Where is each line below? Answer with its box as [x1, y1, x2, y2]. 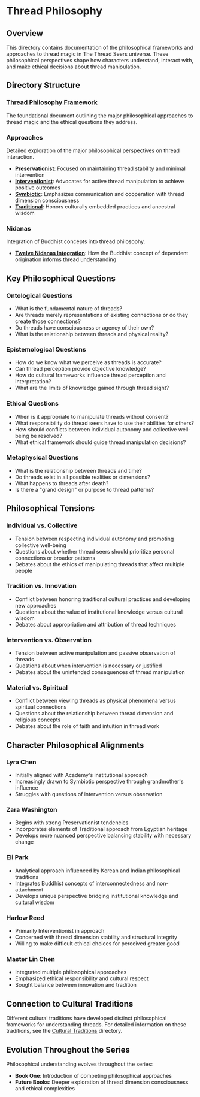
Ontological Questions [6, 291, 73, 300]
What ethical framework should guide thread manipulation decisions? [14, 439, 186, 446]
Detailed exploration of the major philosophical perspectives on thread [6, 147, 180, 154]
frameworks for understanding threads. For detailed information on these [6, 1021, 187, 1028]
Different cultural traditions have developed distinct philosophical [6, 1014, 167, 1022]
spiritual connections [14, 703, 67, 711]
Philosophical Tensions [6, 503, 95, 513]
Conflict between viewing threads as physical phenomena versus [14, 697, 177, 705]
